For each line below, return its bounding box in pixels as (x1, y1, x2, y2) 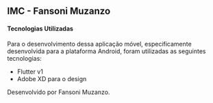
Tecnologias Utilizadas (7, 24, 74, 33)
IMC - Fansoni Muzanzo (7, 5, 111, 17)
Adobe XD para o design (16, 74, 87, 83)
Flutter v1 (16, 68, 43, 76)
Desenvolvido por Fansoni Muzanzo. (7, 88, 110, 96)
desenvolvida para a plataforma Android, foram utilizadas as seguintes (7, 47, 206, 55)
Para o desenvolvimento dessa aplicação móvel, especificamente (7, 40, 192, 48)
